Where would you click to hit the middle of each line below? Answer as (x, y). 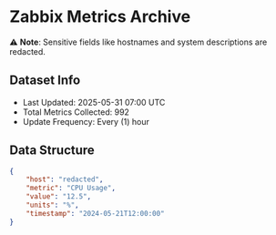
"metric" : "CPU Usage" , (71, 189)
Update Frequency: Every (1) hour (86, 121)
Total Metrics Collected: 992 (76, 112)
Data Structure (52, 151)
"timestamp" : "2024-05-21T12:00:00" (96, 213)
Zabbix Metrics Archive (100, 17)
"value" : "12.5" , (59, 197)
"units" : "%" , (52, 205)
